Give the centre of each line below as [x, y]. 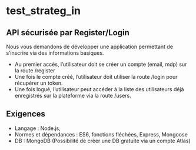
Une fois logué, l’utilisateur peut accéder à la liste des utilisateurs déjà [99, 89]
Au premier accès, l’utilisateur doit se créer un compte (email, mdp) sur [101, 64]
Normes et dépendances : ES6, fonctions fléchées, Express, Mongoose [101, 134]
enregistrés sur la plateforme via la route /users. [73, 96]
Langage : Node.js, [37, 128]
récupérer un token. [39, 83]
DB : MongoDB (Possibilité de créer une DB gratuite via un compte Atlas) [102, 141]
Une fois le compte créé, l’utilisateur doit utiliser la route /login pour [96, 77]
